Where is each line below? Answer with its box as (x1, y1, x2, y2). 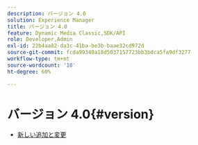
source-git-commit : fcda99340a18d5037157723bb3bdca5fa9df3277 (7, 49, 191, 56)
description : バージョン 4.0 (7, 10, 86, 17)
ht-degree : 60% (7, 68, 51, 75)
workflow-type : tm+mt (7, 56, 70, 62)
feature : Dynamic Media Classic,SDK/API (7, 29, 126, 37)
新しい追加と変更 (17, 130, 67, 139)
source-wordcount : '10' (7, 62, 76, 69)
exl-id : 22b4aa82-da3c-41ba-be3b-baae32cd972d (7, 42, 145, 49)
